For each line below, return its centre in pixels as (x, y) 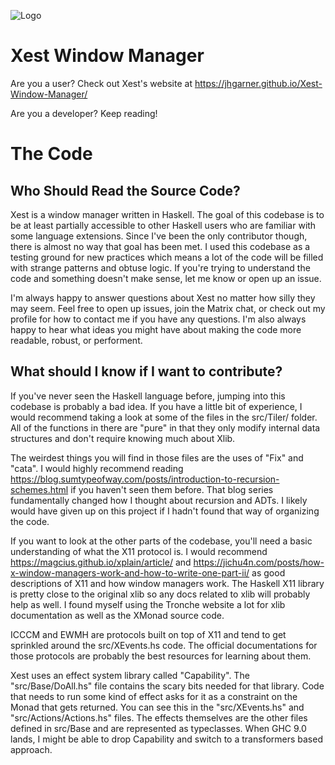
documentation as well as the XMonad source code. (117, 615)
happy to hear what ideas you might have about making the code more (156, 329)
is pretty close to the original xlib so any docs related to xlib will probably (160, 594)
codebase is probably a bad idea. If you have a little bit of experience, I (156, 406)
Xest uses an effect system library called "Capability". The (130, 675)
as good (268, 572)
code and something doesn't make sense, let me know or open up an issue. (166, 278)
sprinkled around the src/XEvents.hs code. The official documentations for (164, 645)
